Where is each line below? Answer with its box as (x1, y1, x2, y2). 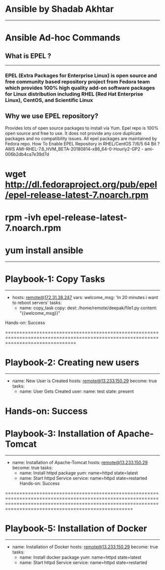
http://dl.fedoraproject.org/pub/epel (5, 179, 157, 190)
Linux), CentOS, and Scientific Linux (5, 97, 93, 103)
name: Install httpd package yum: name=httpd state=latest (19, 469, 138, 476)
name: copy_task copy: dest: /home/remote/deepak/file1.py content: (19, 304, 158, 311)
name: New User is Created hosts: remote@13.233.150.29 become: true (12, 378, 157, 384)
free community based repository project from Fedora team (5, 78, 150, 85)
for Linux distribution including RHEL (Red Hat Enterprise (5, 90, 143, 97)
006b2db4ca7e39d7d (5, 151, 49, 157)
